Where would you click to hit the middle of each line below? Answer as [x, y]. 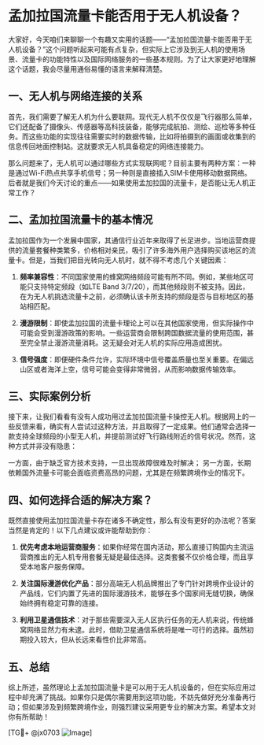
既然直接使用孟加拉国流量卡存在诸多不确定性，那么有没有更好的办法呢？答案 [132, 521]
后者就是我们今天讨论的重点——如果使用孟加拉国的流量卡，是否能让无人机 [128, 183]
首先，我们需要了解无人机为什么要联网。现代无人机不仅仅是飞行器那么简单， [132, 117]
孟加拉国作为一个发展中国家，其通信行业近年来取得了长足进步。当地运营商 [128, 240]
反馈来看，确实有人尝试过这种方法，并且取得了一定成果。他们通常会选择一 [135, 427]
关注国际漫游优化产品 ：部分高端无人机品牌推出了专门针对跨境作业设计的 [136, 584]
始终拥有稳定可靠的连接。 [61, 603]
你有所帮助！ [29, 717]
